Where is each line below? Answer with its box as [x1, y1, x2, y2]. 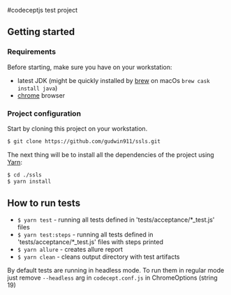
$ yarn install [7, 178, 52, 185]
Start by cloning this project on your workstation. [7, 124, 148, 133]
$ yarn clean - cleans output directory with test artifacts [17, 252, 180, 261]
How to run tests [7, 197, 81, 209]
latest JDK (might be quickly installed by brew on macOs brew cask [17, 76, 211, 84]
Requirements [7, 47, 57, 56]
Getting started [7, 26, 75, 38]
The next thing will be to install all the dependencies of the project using [7, 150, 214, 159]
